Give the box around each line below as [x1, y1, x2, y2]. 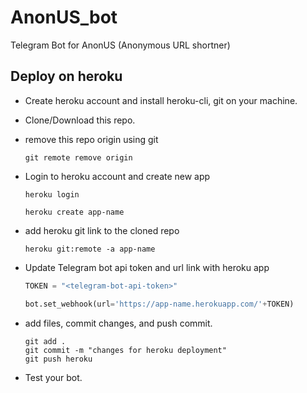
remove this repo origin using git [24, 133, 159, 145]
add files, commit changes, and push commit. [24, 317, 213, 329]
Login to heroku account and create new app [24, 170, 211, 182]
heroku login [24, 189, 80, 200]
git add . [24, 336, 67, 346]
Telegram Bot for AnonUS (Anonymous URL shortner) [10, 39, 231, 51]
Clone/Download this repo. [24, 114, 136, 126]
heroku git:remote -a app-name [24, 244, 156, 254]
